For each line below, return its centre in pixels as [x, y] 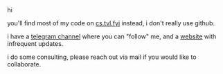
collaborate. [24, 64]
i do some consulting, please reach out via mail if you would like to [102, 57]
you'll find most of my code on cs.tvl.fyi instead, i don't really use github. [111, 23]
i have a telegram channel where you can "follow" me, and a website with [112, 36]
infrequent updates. [35, 44]
